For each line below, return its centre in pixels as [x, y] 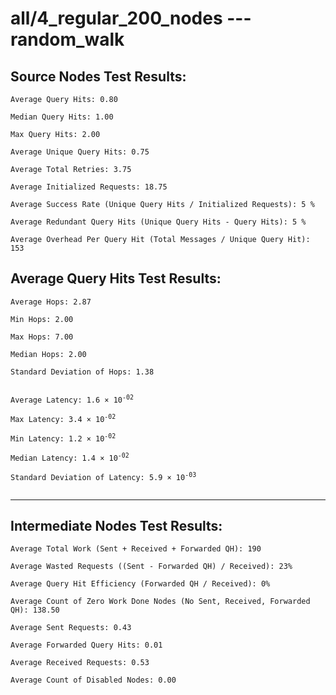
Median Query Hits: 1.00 [62, 117]
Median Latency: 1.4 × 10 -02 [70, 457]
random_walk [67, 39]
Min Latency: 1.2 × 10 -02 [63, 438]
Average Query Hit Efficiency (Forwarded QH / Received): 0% [140, 584]
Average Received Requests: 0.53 [80, 663]
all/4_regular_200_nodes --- [131, 18]
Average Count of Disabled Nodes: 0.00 [93, 680]
